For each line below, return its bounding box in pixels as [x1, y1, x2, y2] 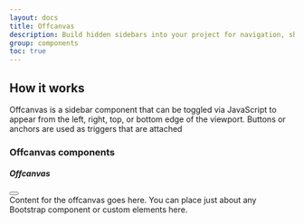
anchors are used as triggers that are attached [9, 123, 183, 134]
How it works [9, 80, 85, 96]
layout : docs [9, 13, 59, 23]
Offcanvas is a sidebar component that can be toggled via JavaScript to [9, 104, 278, 115]
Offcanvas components [9, 145, 116, 158]
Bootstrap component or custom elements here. [9, 204, 188, 215]
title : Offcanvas [9, 22, 75, 31]
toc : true [9, 47, 47, 56]
